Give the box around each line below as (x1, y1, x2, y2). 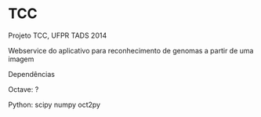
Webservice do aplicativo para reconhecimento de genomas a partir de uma (8, 46, 254, 55)
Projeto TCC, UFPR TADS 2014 (8, 31, 107, 40)
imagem (8, 54, 34, 64)
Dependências (8, 69, 55, 79)
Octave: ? (8, 84, 39, 94)
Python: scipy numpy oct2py (8, 100, 100, 109)
